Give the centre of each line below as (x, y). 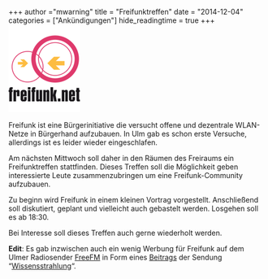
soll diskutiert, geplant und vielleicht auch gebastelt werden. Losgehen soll (133, 208)
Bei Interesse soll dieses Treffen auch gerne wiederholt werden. (115, 233)
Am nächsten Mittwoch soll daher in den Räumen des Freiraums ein (121, 158)
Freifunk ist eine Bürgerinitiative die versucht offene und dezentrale (121, 125)
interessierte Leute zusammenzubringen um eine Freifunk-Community (126, 175)
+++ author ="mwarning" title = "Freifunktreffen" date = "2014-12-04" (126, 12)
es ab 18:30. (29, 217)
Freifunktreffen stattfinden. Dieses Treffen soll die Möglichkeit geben (123, 167)
